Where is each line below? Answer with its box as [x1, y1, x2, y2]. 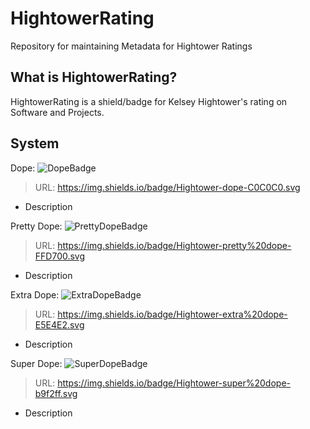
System [10, 135, 60, 152]
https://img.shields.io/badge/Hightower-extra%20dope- [57, 308, 288, 320]
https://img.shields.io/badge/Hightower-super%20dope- [57, 377, 291, 389]
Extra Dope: [10, 288, 60, 301]
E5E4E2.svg [34, 318, 85, 331]
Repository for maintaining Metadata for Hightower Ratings [10, 40, 253, 52]
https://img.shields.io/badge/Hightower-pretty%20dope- [57, 239, 292, 251]
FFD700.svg [34, 250, 86, 262]
